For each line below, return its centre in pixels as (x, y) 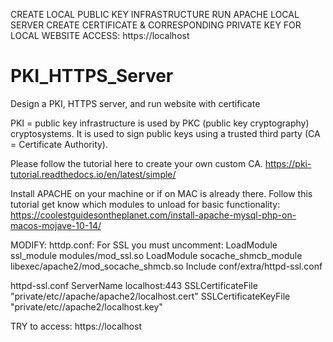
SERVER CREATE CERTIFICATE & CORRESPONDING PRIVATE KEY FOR (156, 25)
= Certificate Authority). (59, 144)
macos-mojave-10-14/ (56, 225)
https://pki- (288, 163)
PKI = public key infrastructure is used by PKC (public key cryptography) (160, 123)
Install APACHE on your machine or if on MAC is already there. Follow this (161, 193)
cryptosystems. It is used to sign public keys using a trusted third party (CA (165, 133)
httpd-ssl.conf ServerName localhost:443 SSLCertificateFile (134, 285)
